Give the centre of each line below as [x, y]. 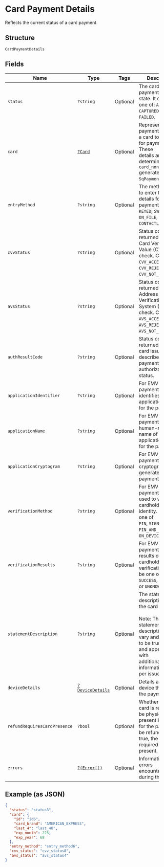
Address [148, 294]
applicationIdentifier [34, 395]
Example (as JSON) [35, 794]
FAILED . [147, 117]
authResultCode [25, 357]
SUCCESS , [148, 580]
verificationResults [31, 565]
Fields [15, 64]
